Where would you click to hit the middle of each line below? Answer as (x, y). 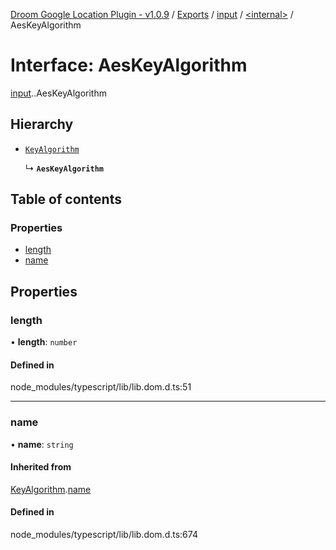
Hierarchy (42, 124)
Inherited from (41, 467)
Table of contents (66, 199)
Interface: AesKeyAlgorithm (129, 65)
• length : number (44, 342)
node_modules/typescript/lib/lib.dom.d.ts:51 (101, 387)
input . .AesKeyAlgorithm (58, 93)
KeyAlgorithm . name (51, 489)
